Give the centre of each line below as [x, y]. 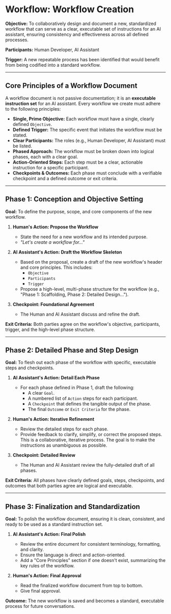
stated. [20, 135]
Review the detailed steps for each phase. [64, 429]
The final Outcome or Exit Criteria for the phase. [79, 410]
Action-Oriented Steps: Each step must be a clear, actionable [78, 162]
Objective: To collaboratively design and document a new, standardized [81, 23]
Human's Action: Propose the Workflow [55, 227]
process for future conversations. [40, 606]
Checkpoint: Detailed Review [44, 455]
